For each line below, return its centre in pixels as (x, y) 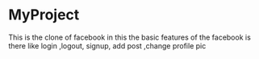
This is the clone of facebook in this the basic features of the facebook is (130, 37)
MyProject (44, 15)
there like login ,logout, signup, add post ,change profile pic (107, 45)
